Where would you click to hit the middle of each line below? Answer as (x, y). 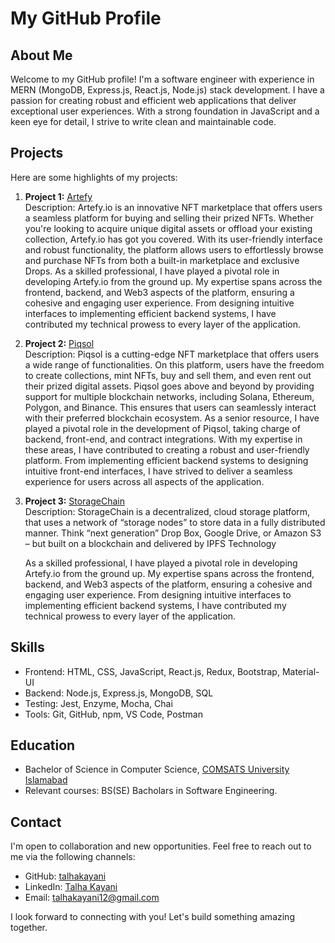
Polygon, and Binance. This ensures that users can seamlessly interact (170, 407)
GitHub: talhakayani (65, 876)
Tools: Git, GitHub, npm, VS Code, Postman (113, 714)
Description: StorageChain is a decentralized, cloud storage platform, (167, 511)
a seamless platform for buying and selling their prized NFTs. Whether (169, 218)
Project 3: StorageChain (75, 501)
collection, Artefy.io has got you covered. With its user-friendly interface (173, 239)
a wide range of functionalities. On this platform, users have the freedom (174, 364)
